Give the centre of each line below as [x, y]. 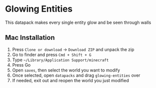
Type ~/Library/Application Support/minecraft [60, 60]
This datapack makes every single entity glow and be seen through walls [78, 22]
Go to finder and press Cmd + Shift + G [52, 54]
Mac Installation [30, 38]
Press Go [21, 65]
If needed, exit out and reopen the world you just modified [70, 80]
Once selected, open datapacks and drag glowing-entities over [76, 75]
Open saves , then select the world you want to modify [66, 70]
